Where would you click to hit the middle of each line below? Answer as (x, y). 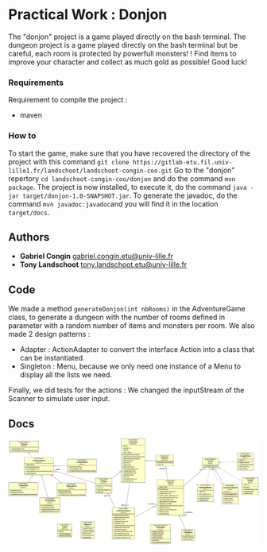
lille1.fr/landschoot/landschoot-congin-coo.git (90, 171)
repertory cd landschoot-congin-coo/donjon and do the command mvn (122, 178)
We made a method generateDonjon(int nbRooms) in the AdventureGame (127, 309)
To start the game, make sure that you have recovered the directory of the (130, 153)
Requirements (36, 83)
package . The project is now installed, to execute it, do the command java (128, 187)
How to (22, 136)
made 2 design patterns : (49, 334)
